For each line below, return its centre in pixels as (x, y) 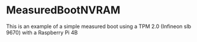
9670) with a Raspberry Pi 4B (42, 32)
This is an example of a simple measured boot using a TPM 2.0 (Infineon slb (98, 26)
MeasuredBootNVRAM (63, 10)
